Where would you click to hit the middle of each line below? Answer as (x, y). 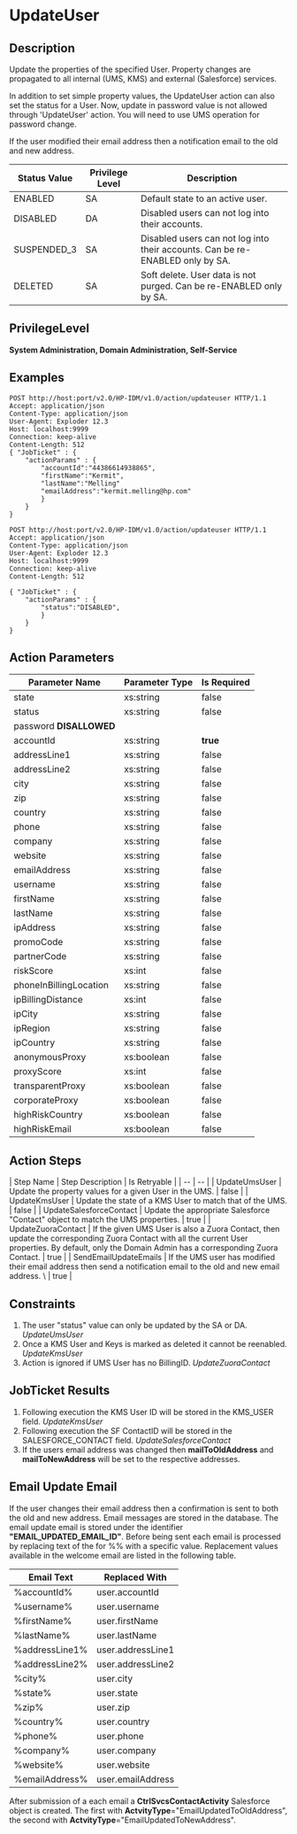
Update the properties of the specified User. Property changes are (130, 69)
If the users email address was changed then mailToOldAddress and (148, 1450)
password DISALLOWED (65, 726)
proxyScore (38, 1072)
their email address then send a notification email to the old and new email (145, 1266)
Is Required (225, 683)
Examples (37, 378)
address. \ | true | (41, 1276)
